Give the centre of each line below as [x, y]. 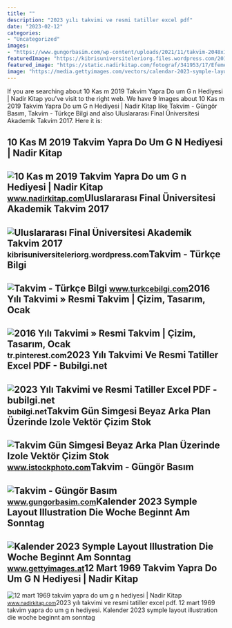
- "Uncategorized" [33, 39]
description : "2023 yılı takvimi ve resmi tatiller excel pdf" [100, 20]
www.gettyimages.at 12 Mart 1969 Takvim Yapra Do [112, 568]
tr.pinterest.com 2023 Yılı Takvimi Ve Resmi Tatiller [113, 355]
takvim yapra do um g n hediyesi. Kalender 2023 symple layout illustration [113, 610]
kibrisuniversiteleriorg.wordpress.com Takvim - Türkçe [114, 254]
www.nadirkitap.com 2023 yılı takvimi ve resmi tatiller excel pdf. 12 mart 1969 [111, 603]
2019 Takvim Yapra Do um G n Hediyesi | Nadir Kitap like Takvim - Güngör [112, 106]
